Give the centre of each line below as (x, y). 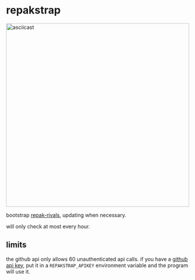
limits (16, 245)
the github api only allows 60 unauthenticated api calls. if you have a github (97, 259)
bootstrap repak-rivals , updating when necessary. (66, 215)
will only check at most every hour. (48, 226)
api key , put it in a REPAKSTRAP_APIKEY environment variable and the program (97, 265)
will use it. (18, 271)
